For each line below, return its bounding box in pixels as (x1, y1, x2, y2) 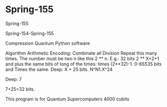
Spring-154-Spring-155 (5, 30, 54, 36)
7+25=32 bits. (5, 86, 35, 92)
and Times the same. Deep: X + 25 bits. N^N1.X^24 (5, 66, 113, 72)
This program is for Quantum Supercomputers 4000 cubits (5, 96, 130, 102)
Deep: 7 (5, 76, 22, 82)
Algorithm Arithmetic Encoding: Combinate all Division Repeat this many (5, 50, 157, 56)
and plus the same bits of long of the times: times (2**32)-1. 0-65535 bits (5, 61, 162, 67)
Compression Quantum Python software (5, 40, 90, 46)
